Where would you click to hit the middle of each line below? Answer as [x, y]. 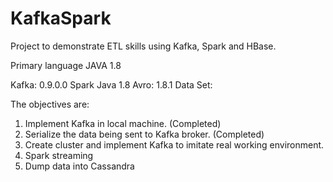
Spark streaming [59, 155]
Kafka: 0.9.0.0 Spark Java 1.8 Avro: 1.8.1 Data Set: [111, 84]
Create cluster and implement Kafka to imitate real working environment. [174, 144]
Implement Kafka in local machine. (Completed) [123, 123]
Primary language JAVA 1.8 [66, 65]
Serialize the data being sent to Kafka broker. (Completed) [144, 134]
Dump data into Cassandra [79, 166]
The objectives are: [50, 104]
